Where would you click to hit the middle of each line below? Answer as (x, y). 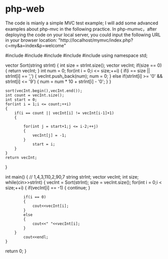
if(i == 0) (35, 197)
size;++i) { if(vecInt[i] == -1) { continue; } (48, 188)
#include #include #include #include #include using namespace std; (76, 55)
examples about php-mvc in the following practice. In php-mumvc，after (81, 29)
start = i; (44, 144)
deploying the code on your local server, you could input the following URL (83, 35)
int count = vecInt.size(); (35, 95)
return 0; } (16, 251)
